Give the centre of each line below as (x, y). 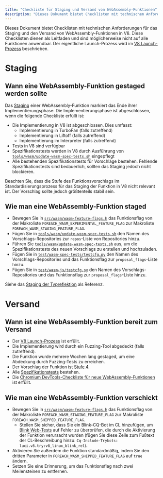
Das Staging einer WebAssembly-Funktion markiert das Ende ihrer (71, 105)
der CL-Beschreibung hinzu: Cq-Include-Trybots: (69, 441)
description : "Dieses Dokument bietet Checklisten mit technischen (75, 14)
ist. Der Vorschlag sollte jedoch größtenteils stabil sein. (60, 191)
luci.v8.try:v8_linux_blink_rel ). (53, 445)
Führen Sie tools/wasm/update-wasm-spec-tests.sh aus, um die (74, 244)
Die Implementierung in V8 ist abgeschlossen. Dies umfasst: (72, 125)
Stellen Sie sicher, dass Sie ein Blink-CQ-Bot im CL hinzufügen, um (86, 425)
